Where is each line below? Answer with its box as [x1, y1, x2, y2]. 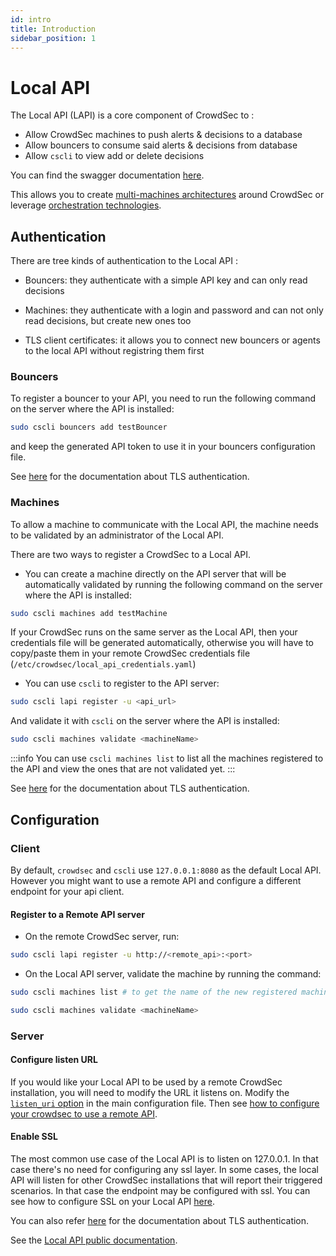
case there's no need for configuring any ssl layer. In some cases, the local [10, 1164, 319, 1176]
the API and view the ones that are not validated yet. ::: [10, 763, 236, 775]
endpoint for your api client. [10, 885, 125, 897]
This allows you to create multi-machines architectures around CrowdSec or [10, 189, 325, 201]
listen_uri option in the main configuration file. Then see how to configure [10, 1097, 320, 1109]
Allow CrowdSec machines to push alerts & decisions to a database [24, 129, 303, 141]
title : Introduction [10, 24, 97, 34]
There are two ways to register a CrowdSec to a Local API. [10, 548, 252, 560]
